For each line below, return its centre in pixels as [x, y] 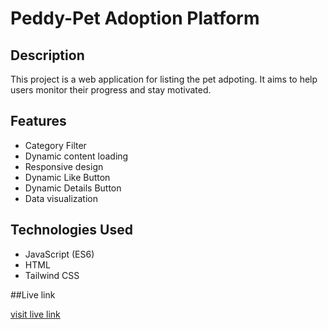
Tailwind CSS [52, 275]
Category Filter [55, 145]
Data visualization [61, 198]
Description [47, 55]
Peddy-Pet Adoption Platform [135, 18]
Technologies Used [71, 230]
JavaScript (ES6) [59, 254]
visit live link [35, 314]
